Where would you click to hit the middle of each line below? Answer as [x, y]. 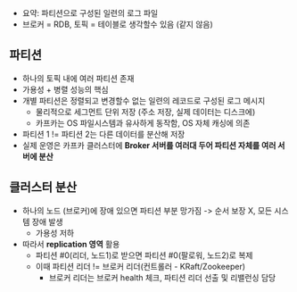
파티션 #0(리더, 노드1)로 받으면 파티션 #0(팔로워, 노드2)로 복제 [144, 255]
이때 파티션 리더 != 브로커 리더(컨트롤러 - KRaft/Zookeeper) [140, 266]
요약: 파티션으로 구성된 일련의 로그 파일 [90, 13]
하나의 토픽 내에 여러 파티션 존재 [78, 78]
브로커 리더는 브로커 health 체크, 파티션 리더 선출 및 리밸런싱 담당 [162, 277]
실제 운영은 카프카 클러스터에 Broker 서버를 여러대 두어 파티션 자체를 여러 [149, 145]
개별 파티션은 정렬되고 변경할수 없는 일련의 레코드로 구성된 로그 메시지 [144, 100]
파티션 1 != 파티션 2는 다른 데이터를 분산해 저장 [103, 134]
